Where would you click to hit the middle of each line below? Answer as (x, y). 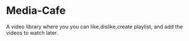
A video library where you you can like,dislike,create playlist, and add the (95, 27)
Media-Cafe (36, 11)
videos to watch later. (32, 32)
